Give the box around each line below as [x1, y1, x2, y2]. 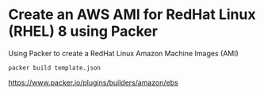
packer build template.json [8, 63, 101, 72]
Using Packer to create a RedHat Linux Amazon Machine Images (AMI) [8, 48, 239, 58]
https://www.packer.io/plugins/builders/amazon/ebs [8, 78, 178, 87]
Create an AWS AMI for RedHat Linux [8, 6, 256, 24]
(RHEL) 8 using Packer [8, 22, 159, 40]
